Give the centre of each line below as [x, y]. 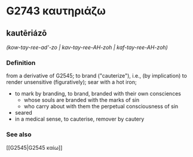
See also [19, 134]
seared [24, 113]
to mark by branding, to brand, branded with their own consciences [98, 94]
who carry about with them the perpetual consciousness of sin [101, 106]
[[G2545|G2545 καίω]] [34, 147]
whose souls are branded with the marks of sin [82, 100]
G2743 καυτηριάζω [56, 11]
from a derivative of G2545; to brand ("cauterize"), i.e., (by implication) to [96, 76]
